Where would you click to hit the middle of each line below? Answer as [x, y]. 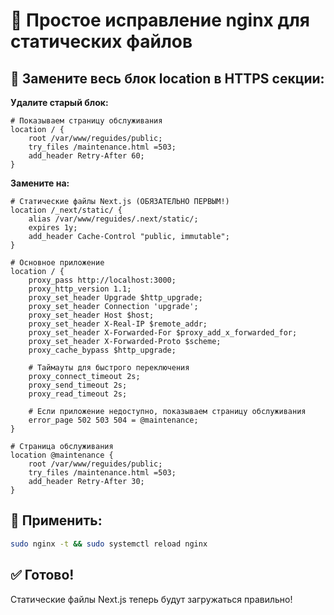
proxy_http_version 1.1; [80, 289]
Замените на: [40, 183]
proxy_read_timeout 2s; [78, 394]
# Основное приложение [57, 263]
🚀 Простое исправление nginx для [160, 20]
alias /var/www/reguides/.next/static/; [113, 219]
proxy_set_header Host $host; [91, 315]
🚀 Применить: [56, 520]
